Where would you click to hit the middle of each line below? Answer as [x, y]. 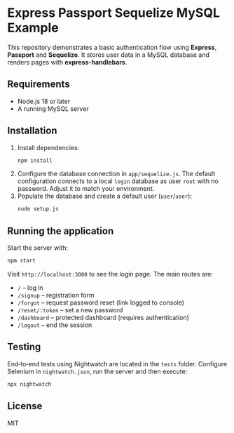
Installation [32, 131]
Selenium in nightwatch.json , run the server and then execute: [97, 371]
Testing [24, 347]
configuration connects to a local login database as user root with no [118, 181]
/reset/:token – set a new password [70, 310]
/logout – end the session [55, 325]
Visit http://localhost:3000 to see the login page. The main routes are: [110, 274]
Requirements [39, 85]
